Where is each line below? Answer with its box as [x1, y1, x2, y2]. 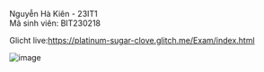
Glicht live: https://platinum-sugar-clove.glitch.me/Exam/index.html [9, 36, 255, 45]
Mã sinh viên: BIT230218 [9, 18, 101, 28]
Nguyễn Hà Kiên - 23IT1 [9, 9, 99, 19]
